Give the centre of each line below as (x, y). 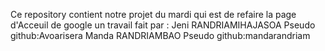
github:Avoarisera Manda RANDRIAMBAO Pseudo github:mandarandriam (160, 35)
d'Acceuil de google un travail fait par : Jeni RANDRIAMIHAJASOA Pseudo (163, 25)
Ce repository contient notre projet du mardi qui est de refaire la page (153, 14)
